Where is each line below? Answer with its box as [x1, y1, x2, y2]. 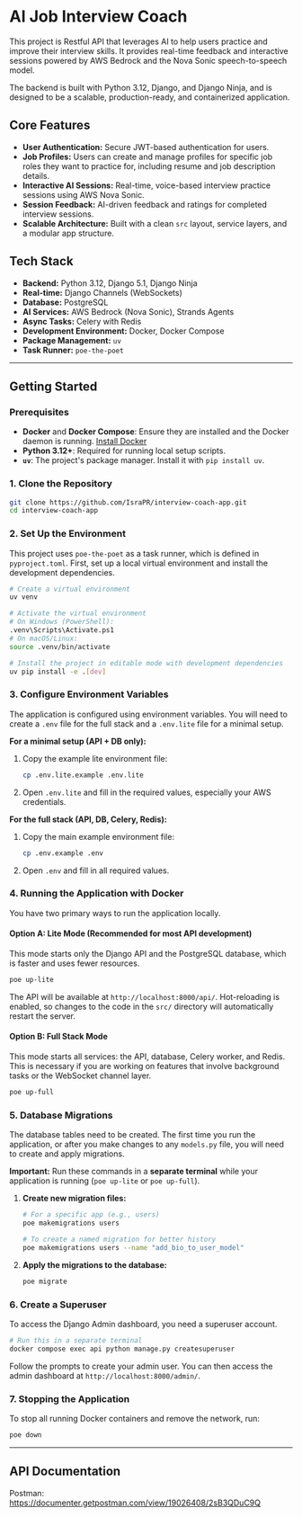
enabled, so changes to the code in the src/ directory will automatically [9, 1001, 274, 1012]
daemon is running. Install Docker [22, 436, 147, 447]
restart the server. [9, 1010, 76, 1022]
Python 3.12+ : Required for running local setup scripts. [22, 445, 226, 456]
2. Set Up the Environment [9, 528, 126, 540]
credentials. [22, 796, 67, 807]
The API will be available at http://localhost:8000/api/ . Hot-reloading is [9, 991, 280, 1002]
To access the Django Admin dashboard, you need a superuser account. [9, 1318, 278, 1329]
